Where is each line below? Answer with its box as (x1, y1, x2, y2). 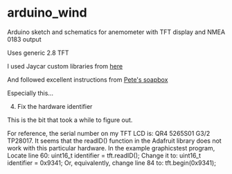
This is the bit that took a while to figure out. (7, 116, 133, 124)
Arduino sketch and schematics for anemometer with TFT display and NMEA (7, 28, 226, 36)
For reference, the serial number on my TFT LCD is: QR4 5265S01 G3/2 (7, 129, 211, 137)
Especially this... (7, 89, 54, 97)
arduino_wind (7, 5, 88, 21)
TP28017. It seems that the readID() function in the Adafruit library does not (7, 137, 222, 145)
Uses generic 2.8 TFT (7, 49, 69, 57)
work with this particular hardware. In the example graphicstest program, (7, 143, 215, 152)
